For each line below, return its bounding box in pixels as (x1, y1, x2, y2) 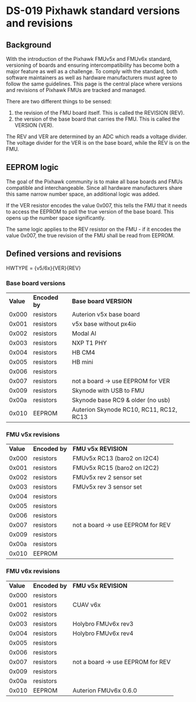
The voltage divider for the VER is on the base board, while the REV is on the (6, 139, 190, 146)
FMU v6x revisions (6, 567, 60, 575)
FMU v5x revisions (6, 430, 60, 438)
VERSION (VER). (14, 122, 54, 128)
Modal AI (72, 329, 97, 338)
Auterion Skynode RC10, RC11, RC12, (72, 405, 178, 414)
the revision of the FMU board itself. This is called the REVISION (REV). (14, 110, 185, 116)
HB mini (72, 357, 93, 366)
